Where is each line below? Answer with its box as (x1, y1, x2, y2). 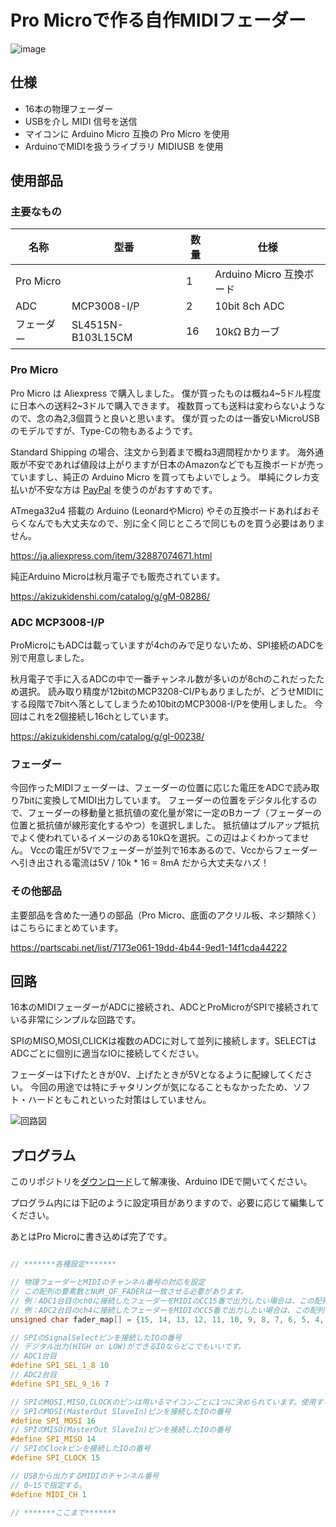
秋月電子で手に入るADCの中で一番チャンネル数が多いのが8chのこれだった (10, 673, 317, 685)
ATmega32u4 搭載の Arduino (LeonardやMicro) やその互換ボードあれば (10, 504, 303, 516)
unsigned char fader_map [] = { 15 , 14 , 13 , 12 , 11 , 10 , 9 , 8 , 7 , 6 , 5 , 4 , (10, 1314, 325, 1325)
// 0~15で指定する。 (10, 1480, 87, 1490)
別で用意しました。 (10, 652, 90, 664)
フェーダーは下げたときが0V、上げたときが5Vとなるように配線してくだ (10, 1069, 305, 1081)
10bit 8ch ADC (214, 299, 285, 313)
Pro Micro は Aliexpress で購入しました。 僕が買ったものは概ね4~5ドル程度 (10, 387, 322, 399)
